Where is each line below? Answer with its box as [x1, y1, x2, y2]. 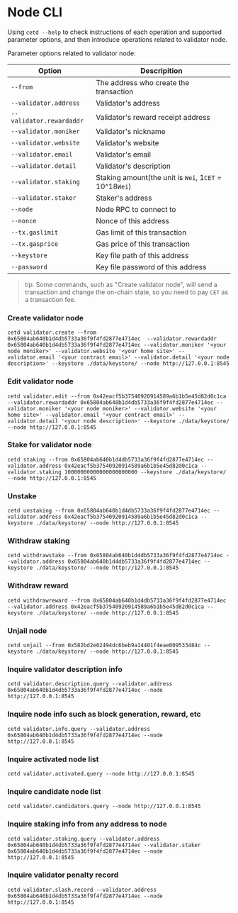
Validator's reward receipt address [95, 112, 210, 122]
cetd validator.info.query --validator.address [7, 725, 151, 732]
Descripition [140, 65, 183, 75]
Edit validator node [7, 376, 74, 386]
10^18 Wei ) [95, 181, 132, 191]
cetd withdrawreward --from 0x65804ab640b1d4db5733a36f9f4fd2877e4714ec [7, 597, 227, 604]
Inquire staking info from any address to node [7, 819, 168, 829]
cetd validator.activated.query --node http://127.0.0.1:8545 [7, 770, 195, 777]
